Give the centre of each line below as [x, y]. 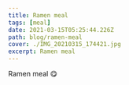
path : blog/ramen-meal [45, 37]
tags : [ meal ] [29, 23]
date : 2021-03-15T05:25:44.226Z [61, 30]
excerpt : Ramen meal [42, 51]
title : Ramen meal [38, 15]
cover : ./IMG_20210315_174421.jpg [65, 44]
